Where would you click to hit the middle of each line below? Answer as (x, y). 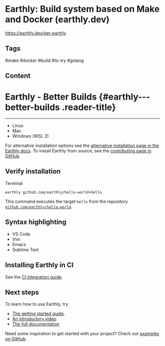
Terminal (14, 183)
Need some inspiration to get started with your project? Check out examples (82, 334)
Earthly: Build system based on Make (82, 9)
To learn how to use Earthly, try (37, 304)
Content (18, 76)
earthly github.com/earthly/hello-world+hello (54, 192)
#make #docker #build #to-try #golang (45, 60)
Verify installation (33, 171)
